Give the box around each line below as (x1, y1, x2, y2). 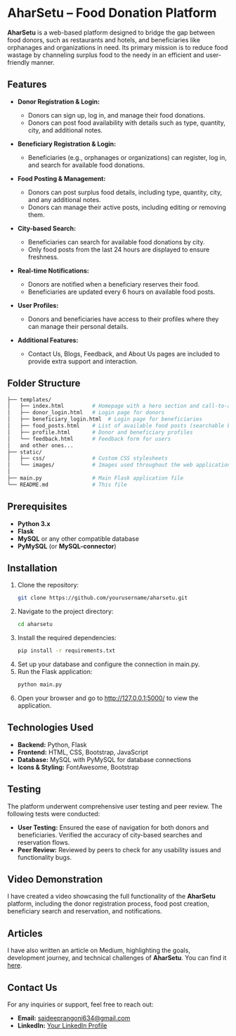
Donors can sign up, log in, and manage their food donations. (27, 111, 206, 119)
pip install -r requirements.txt (17, 647, 116, 654)
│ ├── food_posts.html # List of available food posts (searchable (7, 423, 225, 430)
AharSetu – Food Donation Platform (7, 5, 217, 21)
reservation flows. (17, 838, 70, 847)
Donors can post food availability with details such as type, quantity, (27, 118, 226, 127)
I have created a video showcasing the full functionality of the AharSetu (7, 892, 216, 901)
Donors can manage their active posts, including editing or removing (27, 203, 227, 211)
